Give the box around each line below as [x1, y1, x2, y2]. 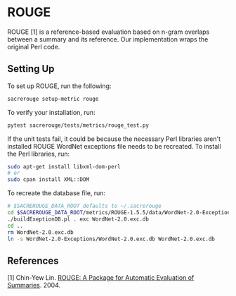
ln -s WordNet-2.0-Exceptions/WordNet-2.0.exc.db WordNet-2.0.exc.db [7, 235, 216, 242]
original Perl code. [7, 42, 60, 51]
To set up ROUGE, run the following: [7, 82, 112, 90]
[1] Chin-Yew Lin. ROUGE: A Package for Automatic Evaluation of [7, 273, 195, 282]
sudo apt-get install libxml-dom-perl [7, 163, 121, 170]
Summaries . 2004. [7, 281, 61, 290]
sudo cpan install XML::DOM [7, 176, 90, 183]
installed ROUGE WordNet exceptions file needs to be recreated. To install [7, 142, 221, 150]
